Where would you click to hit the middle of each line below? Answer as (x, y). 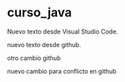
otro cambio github (34, 58)
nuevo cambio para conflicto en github (62, 71)
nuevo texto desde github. (44, 44)
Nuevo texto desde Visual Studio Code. (62, 31)
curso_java (39, 13)
